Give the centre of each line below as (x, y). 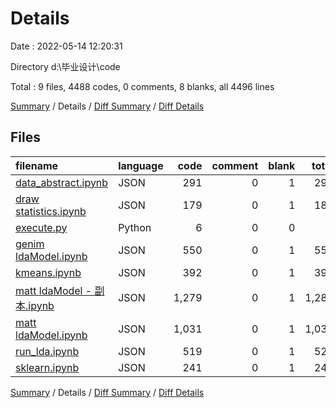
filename (37, 165)
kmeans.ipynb (48, 272)
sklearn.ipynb (47, 367)
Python (135, 227)
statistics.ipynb (51, 211)
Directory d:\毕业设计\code (65, 66)
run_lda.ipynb (47, 351)
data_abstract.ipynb (62, 182)
